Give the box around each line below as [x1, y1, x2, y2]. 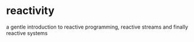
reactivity [6, 4, 55, 17]
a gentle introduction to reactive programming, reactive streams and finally [6, 23, 188, 30]
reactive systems [6, 29, 48, 36]
